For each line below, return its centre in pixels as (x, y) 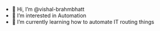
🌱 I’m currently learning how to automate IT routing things (83, 22)
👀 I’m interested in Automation (49, 15)
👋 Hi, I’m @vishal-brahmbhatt (48, 9)
